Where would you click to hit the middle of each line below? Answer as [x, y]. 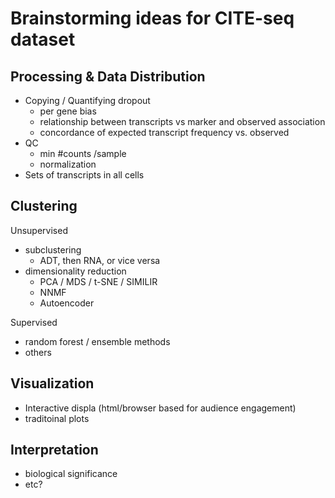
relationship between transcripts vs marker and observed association [182, 121]
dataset [43, 39]
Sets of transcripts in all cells [84, 175]
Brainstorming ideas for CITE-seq [152, 18]
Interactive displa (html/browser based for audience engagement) [160, 408]
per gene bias [68, 111]
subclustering [53, 249]
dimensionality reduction [75, 271]
